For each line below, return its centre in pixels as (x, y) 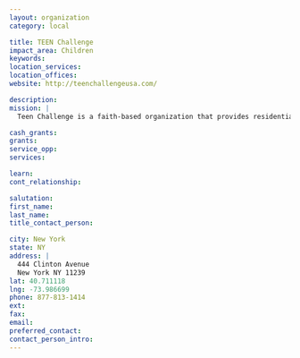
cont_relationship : (46, 182)
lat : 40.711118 (37, 281)
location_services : (46, 67)
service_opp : (33, 149)
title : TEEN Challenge (51, 42)
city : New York (37, 239)
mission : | (29, 108)
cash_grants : (33, 132)
